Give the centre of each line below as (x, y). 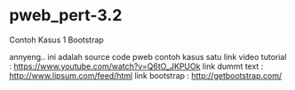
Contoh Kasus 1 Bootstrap (56, 40)
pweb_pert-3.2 (66, 15)
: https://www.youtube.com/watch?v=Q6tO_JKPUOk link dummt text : (136, 66)
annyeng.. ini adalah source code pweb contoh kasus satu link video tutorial (148, 56)
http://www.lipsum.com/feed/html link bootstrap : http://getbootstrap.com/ (146, 75)
